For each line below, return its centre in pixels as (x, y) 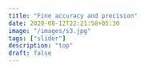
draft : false (30, 53)
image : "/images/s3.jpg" (50, 31)
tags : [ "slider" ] (37, 38)
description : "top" (41, 46)
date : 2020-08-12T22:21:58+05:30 (64, 23)
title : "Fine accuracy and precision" (73, 16)
